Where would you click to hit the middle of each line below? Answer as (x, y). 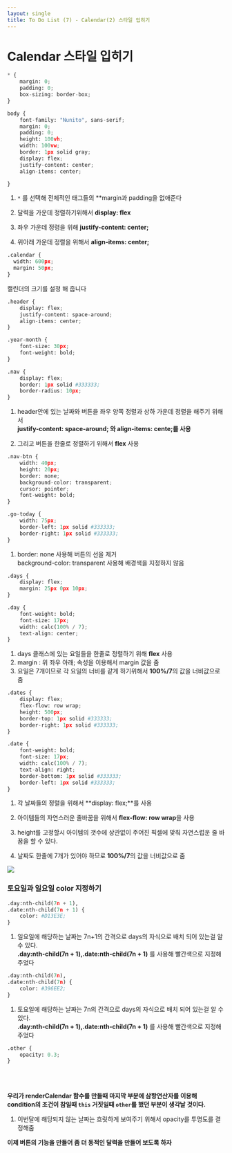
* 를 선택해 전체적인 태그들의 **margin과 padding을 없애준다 (99, 198)
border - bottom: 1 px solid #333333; (71, 776)
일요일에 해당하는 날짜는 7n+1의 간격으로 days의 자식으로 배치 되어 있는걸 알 (120, 937)
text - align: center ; (49, 633)
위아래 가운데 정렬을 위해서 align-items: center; (83, 242)
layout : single (29, 13)
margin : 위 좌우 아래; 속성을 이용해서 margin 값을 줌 (88, 662)
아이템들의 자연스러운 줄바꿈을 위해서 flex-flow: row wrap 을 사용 (106, 818)
